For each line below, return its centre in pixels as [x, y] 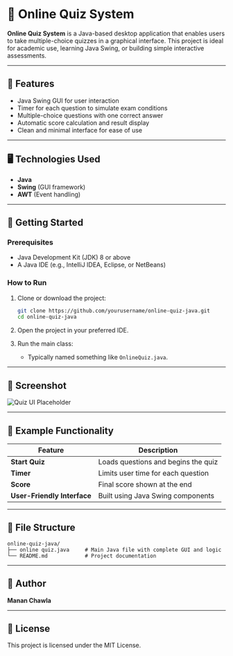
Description [158, 450]
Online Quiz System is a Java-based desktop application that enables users [116, 33]
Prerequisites [30, 242]
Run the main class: [45, 344]
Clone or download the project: [61, 298]
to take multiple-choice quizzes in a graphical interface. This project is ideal [115, 40]
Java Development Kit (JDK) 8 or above [74, 258]
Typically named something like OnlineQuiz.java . [98, 358]
